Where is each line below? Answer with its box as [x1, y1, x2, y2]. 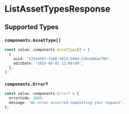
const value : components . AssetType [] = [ [4, 47, 90, 52]
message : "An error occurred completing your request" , [9, 100, 125, 105]
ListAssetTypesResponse [4, 3, 111, 15]
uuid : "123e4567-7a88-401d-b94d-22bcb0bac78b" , [13, 56, 112, 61]
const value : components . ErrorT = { [4, 91, 79, 96]
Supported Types [4, 23, 59, 31]
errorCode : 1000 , [9, 96, 44, 101]
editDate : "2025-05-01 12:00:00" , [13, 61, 84, 66]
